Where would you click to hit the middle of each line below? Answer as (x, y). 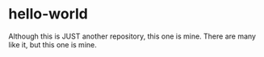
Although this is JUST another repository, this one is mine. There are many (132, 36)
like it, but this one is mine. (52, 44)
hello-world (48, 14)
